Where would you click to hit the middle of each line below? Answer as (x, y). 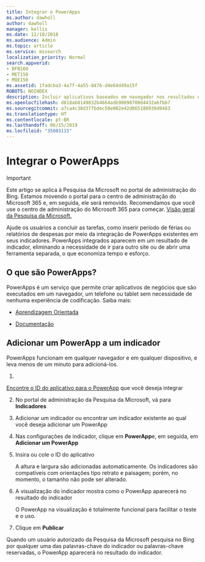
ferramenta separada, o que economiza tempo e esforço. (78, 253)
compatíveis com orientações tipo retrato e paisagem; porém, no (97, 472)
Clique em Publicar (39, 527)
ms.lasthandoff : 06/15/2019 (42, 126)
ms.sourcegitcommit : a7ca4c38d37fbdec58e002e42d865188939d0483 (88, 108)
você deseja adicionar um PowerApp (61, 424)
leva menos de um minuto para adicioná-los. (62, 364)
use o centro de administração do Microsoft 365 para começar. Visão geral (101, 209)
